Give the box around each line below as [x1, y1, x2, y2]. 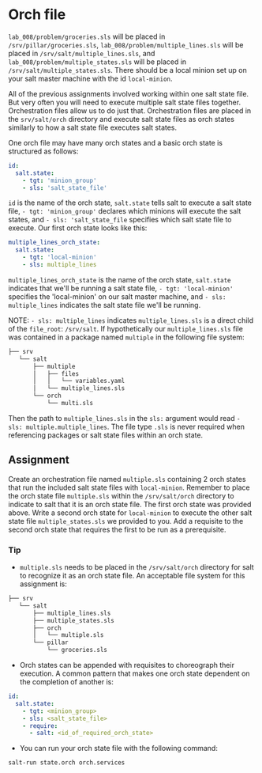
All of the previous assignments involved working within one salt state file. [8, 89, 249, 98]
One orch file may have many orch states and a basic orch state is [8, 138, 223, 147]
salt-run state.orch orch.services [8, 759, 125, 767]
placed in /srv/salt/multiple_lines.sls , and [8, 48, 155, 58]
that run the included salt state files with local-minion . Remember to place [8, 483, 250, 492]
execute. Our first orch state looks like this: [8, 223, 148, 233]
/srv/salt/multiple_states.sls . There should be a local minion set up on [8, 65, 247, 74]
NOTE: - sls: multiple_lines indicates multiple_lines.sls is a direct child [8, 315, 254, 325]
